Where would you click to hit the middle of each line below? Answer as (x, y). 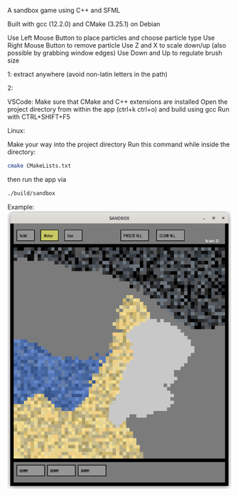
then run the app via (37, 179)
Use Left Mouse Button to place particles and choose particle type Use (111, 38)
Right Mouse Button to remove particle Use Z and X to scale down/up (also (117, 45)
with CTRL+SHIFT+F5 (39, 117)
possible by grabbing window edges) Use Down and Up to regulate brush (115, 53)
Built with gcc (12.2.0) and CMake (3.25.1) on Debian (84, 24)
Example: (21, 207)
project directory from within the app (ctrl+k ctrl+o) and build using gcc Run (118, 109)
